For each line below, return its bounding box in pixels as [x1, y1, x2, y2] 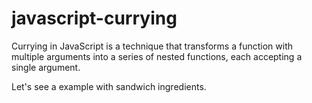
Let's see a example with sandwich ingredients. [11, 80, 207, 92]
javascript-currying [11, 7, 178, 30]
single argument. [11, 61, 81, 73]
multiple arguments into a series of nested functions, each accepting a [11, 50, 303, 62]
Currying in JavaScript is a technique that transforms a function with [11, 40, 293, 52]
